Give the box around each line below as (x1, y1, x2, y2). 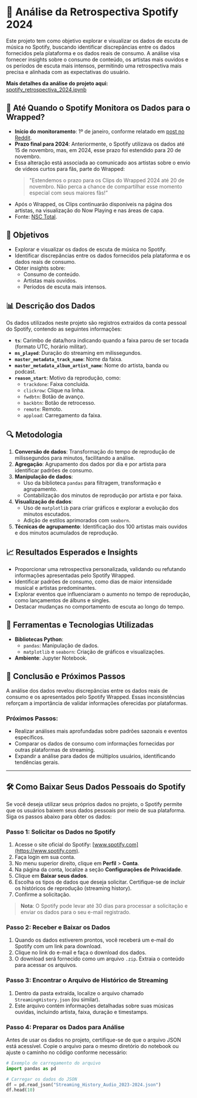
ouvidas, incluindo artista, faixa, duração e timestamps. (14, 1008, 148, 1015)
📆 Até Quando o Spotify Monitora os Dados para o (6, 103, 191, 113)
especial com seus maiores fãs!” (29, 189, 108, 196)
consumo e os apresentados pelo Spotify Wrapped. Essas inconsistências (6, 693, 185, 700)
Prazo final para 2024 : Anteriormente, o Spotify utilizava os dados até (14, 140, 185, 147)
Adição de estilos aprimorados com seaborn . (23, 517, 131, 524)
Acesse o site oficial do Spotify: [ (14, 841, 95, 848)
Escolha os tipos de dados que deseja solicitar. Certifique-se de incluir (14, 878, 186, 886)
